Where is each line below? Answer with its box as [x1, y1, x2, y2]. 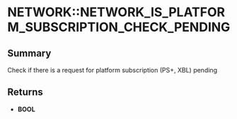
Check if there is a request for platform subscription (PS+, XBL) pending [7, 66, 218, 74]
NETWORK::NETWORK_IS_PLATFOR [7, 4, 225, 20]
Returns [7, 86, 44, 99]
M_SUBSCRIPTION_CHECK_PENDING [7, 19, 231, 35]
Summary [7, 47, 52, 59]
